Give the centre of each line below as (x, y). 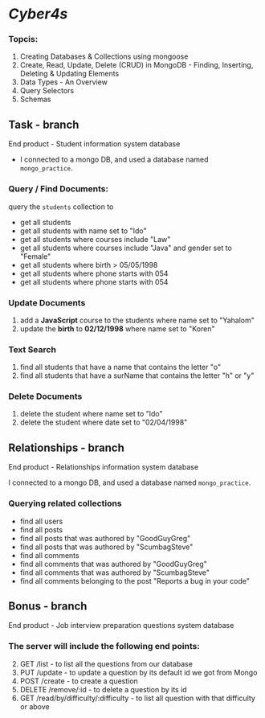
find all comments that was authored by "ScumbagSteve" (115, 572)
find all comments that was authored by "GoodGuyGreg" (113, 564)
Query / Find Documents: (58, 189)
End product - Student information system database (94, 144)
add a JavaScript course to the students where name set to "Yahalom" (137, 320)
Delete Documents (45, 396)
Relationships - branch (66, 447)
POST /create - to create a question (79, 681)
